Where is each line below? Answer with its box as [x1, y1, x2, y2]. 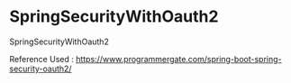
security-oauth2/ [9, 63, 72, 74]
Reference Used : [9, 53, 74, 64]
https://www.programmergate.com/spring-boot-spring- [75, 53, 282, 64]
